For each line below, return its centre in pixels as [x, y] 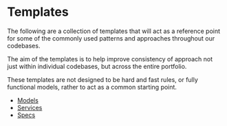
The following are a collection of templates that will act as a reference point [114, 31]
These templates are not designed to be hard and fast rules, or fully [102, 79]
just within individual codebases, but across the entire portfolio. [97, 66]
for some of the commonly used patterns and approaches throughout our [111, 38]
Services [30, 107]
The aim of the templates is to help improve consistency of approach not [110, 59]
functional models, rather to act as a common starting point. [92, 87]
